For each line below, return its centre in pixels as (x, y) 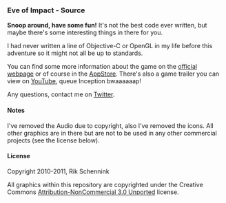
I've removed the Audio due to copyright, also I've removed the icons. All (110, 125)
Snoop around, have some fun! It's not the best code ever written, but (107, 25)
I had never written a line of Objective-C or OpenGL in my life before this (110, 46)
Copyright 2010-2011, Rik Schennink (58, 171)
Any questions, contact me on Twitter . (61, 94)
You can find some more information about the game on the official (102, 67)
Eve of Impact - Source (46, 10)
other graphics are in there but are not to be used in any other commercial (112, 133)
